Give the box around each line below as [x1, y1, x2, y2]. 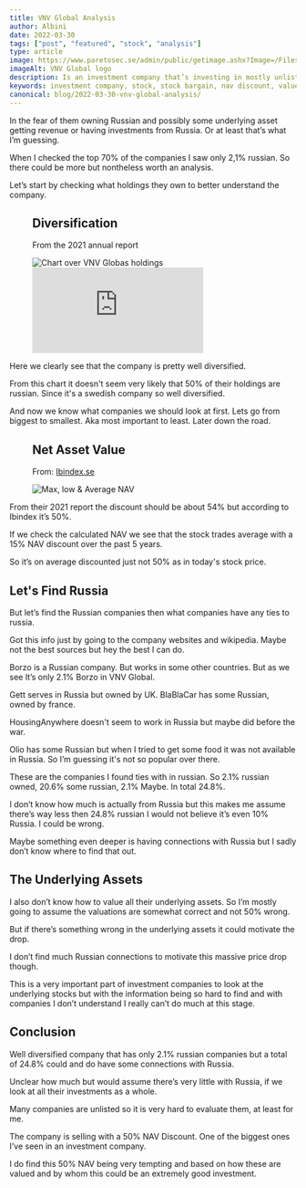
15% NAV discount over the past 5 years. [9, 539, 163, 550]
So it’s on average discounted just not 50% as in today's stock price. [9, 556, 267, 567]
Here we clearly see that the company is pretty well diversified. [9, 361, 247, 372]
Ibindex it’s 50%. [9, 511, 72, 522]
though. [9, 961, 39, 972]
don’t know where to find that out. [9, 846, 137, 857]
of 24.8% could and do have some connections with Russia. [9, 1058, 235, 1069]
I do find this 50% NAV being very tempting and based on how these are [9, 1158, 281, 1169]
